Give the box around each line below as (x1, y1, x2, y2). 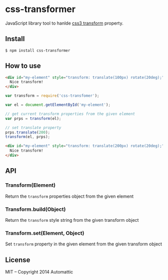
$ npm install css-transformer (5, 48, 70, 53)
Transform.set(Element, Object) (5, 229, 84, 236)
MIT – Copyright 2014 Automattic (5, 269, 73, 275)
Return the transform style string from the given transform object (5, 217, 139, 223)
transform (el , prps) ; (5, 134, 50, 139)
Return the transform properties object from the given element (5, 193, 134, 199)
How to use (5, 62, 41, 70)
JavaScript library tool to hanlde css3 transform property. (5, 20, 123, 26)
